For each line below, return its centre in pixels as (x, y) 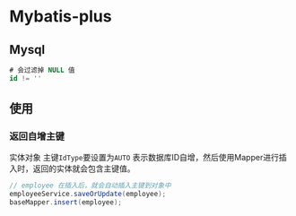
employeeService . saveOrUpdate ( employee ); (88, 194)
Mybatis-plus (61, 17)
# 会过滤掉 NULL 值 (42, 70)
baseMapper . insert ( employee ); (66, 203)
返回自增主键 (37, 136)
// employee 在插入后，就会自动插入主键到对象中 (91, 186)
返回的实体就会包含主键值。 (84, 168)
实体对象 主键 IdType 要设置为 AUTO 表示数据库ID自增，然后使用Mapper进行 (144, 158)
